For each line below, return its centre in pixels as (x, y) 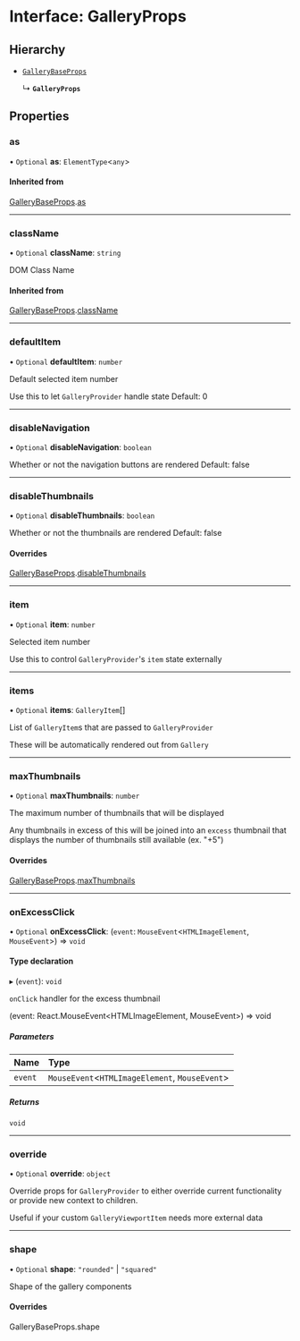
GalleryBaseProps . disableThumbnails (78, 573)
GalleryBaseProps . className (64, 310)
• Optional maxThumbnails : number (75, 796)
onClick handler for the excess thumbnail (85, 998)
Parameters (32, 1036)
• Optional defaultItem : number (66, 361)
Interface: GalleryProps (98, 17)
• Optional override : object (60, 1174)
